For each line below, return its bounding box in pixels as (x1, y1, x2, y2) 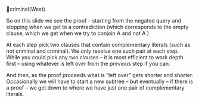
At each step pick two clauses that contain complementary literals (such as (6, 42, 191, 48)
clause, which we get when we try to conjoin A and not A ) (6, 30, 150, 37)
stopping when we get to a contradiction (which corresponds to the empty (6, 24, 189, 30)
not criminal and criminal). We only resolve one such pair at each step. (6, 47, 179, 55)
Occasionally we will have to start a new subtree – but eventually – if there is (6, 78, 194, 85)
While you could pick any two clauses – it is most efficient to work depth (6, 54, 184, 60)
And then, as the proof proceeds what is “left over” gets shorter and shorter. (6, 72, 194, 78)
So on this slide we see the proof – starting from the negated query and (6, 17, 182, 24)
